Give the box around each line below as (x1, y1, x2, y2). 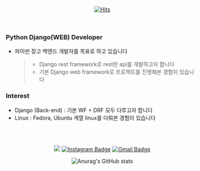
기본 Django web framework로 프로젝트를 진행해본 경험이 (39, 68, 179, 76)
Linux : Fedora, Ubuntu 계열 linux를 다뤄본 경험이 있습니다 (14, 114, 156, 121)
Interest (6, 92, 30, 101)
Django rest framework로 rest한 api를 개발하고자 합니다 (39, 61, 175, 68)
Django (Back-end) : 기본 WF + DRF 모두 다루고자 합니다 (14, 106, 153, 113)
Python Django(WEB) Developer (6, 32, 103, 41)
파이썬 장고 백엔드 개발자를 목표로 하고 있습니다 (14, 48, 128, 55)
